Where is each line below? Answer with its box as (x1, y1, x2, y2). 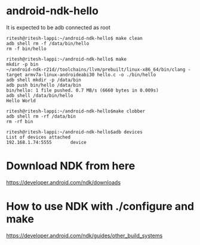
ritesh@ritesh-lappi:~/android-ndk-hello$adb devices (6, 129, 143, 135)
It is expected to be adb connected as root (6, 24, 110, 31)
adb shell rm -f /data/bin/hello (6, 40, 90, 46)
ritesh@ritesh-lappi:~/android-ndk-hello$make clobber (6, 108, 146, 114)
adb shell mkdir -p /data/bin (6, 77, 82, 83)
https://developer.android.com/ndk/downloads (6, 178, 121, 186)
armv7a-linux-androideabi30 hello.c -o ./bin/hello (24, 71, 156, 78)
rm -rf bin (6, 118, 33, 124)
